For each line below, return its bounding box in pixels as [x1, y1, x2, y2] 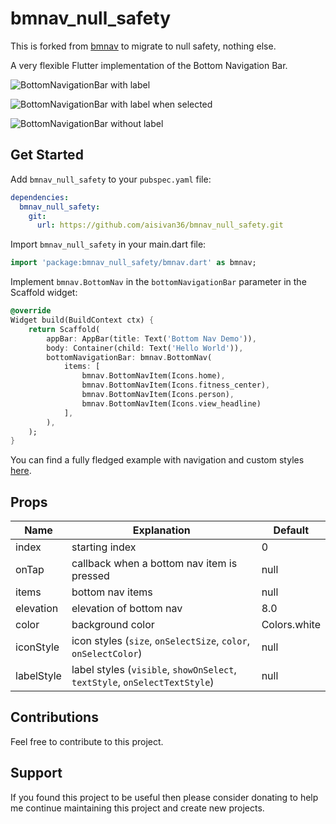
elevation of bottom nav [71, 602, 183, 616]
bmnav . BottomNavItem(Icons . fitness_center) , [81, 380, 271, 391]
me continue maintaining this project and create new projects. [10, 802, 265, 814]
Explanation [132, 523, 191, 537]
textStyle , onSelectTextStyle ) [71, 675, 215, 689]
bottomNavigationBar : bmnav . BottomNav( [46, 352, 213, 362]
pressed [71, 569, 110, 583]
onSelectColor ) [71, 647, 143, 661]
